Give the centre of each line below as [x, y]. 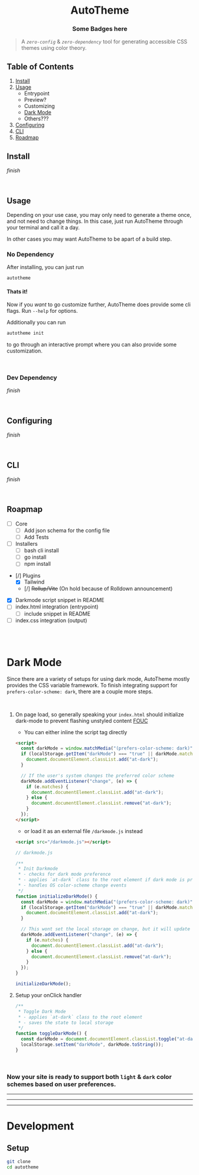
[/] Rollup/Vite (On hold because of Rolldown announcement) [98, 589]
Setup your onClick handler [48, 995]
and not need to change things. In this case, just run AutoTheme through [95, 221]
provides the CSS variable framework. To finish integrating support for [92, 685]
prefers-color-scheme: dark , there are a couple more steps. [80, 691]
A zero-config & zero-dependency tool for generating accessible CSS [104, 41]
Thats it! [17, 292]
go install [35, 557]
